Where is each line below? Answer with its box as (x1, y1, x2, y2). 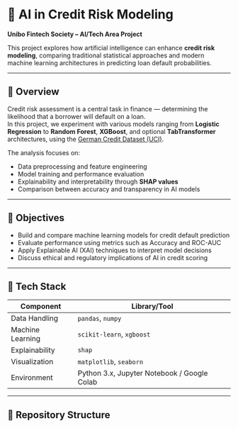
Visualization (11, 357, 54, 367)
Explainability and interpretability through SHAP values (17, 177, 178, 186)
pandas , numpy (77, 313, 122, 323)
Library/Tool (131, 301, 174, 311)
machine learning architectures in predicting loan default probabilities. (7, 58, 212, 67)
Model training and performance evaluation (17, 169, 144, 178)
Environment (11, 373, 53, 383)
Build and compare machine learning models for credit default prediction (17, 230, 230, 240)
